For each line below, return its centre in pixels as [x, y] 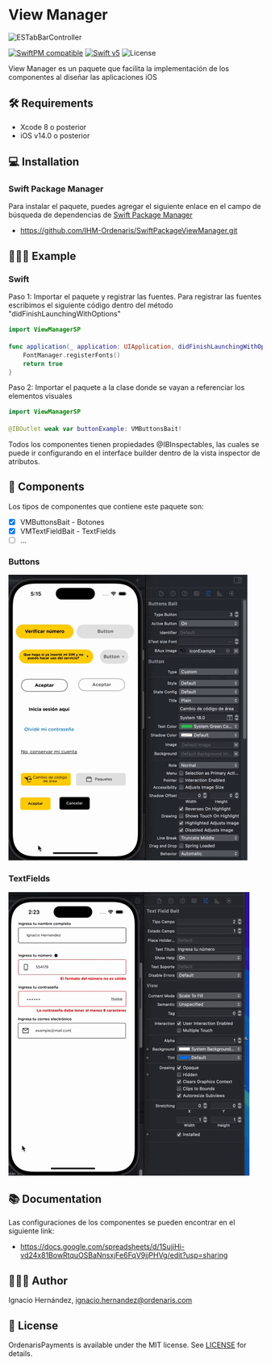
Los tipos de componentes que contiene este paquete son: [106, 506]
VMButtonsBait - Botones [62, 521]
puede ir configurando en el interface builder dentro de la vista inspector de [134, 453]
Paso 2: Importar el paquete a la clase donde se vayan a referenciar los [127, 387]
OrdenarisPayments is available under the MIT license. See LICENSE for [127, 1345]
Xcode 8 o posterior [53, 127]
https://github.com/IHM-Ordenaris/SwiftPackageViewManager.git [129, 231]
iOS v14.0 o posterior [55, 136]
